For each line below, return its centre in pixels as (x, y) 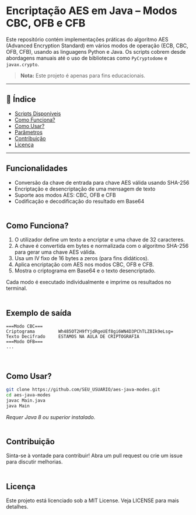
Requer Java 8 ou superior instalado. (51, 417)
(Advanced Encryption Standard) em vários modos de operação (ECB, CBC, (97, 46)
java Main (18, 406)
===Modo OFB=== (24, 342)
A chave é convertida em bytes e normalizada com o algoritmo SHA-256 (101, 246)
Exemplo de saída (39, 313)
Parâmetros (28, 132)
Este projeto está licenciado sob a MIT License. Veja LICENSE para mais (92, 500)
